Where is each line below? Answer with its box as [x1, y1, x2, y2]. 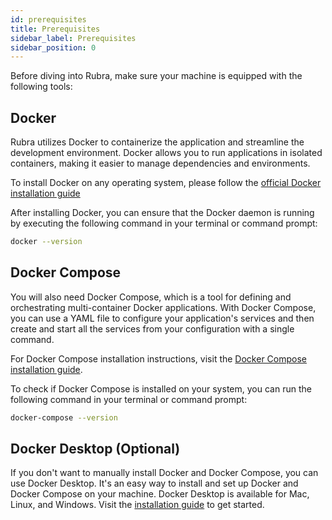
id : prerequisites [10, 14, 87, 25]
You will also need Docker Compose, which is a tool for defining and [10, 291, 292, 303]
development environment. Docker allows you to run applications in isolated [10, 147, 323, 159]
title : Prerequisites [10, 24, 101, 34]
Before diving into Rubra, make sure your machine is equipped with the [10, 70, 303, 82]
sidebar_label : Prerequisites [10, 33, 137, 43]
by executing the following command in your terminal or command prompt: [10, 217, 318, 230]
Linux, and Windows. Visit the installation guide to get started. [10, 499, 265, 511]
